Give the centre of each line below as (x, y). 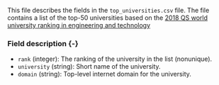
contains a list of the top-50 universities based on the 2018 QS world (107, 18)
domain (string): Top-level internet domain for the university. (104, 74)
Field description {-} (43, 43)
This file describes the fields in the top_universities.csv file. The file (108, 10)
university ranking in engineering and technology (79, 25)
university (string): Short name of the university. (89, 67)
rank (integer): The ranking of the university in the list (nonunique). (115, 59)
